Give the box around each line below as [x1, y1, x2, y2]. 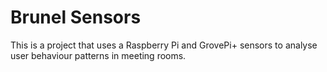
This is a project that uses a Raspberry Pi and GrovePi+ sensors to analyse [10, 39, 318, 51]
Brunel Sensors [10, 6, 142, 29]
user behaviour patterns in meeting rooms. [10, 49, 187, 61]
